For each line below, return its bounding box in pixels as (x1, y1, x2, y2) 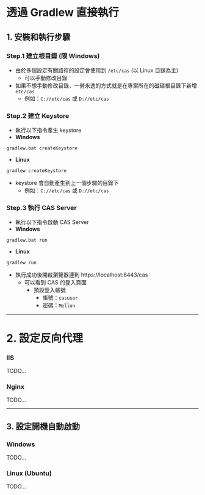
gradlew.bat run (6, 237, 48, 244)
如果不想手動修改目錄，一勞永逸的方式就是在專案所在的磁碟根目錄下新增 (15, 82, 197, 89)
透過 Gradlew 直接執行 (6, 5, 119, 20)
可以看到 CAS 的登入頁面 (24, 279, 87, 286)
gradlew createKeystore (6, 168, 67, 174)
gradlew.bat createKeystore (6, 145, 78, 151)
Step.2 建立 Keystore (6, 111, 70, 120)
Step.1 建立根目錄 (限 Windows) (6, 51, 100, 60)
